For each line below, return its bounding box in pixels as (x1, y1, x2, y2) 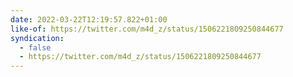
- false (19, 42, 52, 53)
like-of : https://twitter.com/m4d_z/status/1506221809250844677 (10, 24, 284, 34)
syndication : (10, 33, 65, 43)
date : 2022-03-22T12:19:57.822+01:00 (10, 14, 168, 25)
